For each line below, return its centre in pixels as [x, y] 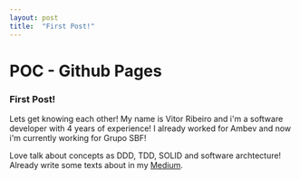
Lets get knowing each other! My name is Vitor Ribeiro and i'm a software [146, 118]
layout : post [34, 18]
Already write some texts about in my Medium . [97, 165]
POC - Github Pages [86, 71]
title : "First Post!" [52, 26]
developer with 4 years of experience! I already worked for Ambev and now [150, 128]
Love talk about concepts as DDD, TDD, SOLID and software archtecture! [145, 155]
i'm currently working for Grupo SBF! [78, 137]
